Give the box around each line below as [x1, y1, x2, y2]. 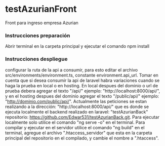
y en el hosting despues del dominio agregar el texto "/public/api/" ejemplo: [5, 93, 159, 99]
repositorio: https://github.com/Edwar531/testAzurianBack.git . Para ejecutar [5, 114, 160, 120]
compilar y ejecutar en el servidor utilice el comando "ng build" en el [5, 124, 145, 130]
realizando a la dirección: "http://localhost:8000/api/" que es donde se [5, 104, 149, 109]
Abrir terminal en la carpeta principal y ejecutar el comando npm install [5, 43, 150, 49]
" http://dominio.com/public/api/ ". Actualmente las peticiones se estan [5, 98, 147, 104]
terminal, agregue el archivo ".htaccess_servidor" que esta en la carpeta [5, 130, 152, 136]
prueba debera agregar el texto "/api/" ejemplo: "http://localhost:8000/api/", [5, 88, 161, 94]
